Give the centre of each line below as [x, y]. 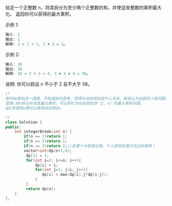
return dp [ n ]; [41, 189]
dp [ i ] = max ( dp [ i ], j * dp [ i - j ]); [75, 175]
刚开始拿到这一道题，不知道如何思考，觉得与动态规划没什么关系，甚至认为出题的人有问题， [87, 99]
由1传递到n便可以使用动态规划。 [34, 108]
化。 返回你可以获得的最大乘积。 [40, 14]
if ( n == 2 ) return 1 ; [46, 141]
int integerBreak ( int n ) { [43, 132]
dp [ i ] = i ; [47, 165]
